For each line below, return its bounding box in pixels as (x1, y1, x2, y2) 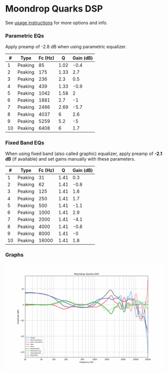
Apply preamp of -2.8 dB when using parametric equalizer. (5, 44, 127, 50)
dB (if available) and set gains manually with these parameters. (5, 156, 136, 162)
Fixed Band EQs (5, 139, 44, 146)
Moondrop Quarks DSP (5, 3, 103, 15)
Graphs (5, 251, 24, 258)
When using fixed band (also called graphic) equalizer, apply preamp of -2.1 (5, 151, 162, 157)
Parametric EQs (5, 32, 44, 39)
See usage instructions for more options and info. (5, 20, 108, 26)
